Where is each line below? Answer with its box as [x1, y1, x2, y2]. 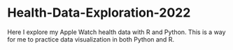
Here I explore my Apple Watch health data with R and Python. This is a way [7, 28, 226, 36]
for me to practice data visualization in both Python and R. [7, 35, 175, 43]
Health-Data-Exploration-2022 [7, 5, 191, 21]
